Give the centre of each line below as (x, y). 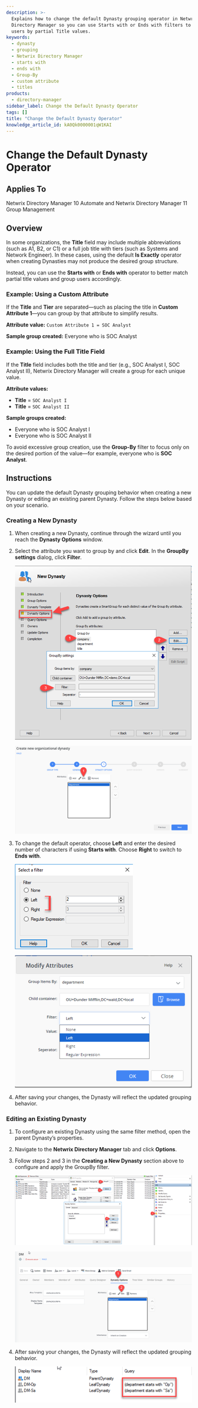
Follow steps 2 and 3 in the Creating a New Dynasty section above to (99, 1161)
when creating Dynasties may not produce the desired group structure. (92, 261)
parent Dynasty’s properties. (49, 1138)
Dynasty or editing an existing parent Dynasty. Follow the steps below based (99, 499)
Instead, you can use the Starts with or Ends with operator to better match (97, 273)
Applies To (26, 189)
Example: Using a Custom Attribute (57, 294)
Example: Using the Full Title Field (55, 352)
